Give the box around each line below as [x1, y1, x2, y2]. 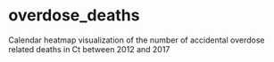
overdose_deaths [8, 5, 140, 26]
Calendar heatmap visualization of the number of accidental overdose [8, 35, 265, 45]
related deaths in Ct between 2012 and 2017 [8, 43, 170, 54]
